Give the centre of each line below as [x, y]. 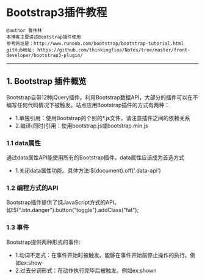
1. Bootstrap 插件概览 [46, 81]
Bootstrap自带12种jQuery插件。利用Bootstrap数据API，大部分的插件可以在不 [102, 97]
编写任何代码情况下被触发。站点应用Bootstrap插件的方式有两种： [88, 105]
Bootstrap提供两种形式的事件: [44, 242]
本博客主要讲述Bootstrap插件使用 [44, 37]
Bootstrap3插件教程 [57, 13]
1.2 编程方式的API [32, 187]
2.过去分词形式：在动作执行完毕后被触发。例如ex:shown [86, 270]
